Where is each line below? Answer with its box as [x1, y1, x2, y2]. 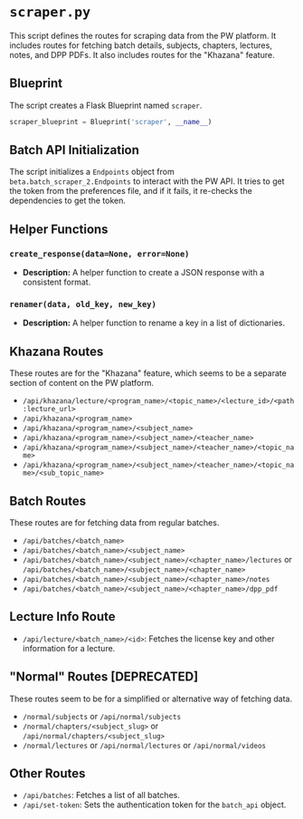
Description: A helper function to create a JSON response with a [22, 267, 265, 278]
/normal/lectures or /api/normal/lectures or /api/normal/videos [22, 739, 267, 750]
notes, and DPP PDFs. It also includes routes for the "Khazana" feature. [9, 49, 275, 60]
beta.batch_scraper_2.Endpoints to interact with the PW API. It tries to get [9, 176, 285, 187]
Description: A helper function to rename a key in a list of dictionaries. [22, 317, 285, 329]
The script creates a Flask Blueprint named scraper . [9, 100, 203, 111]
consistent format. [22, 276, 91, 288]
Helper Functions [9, 221, 109, 236]
